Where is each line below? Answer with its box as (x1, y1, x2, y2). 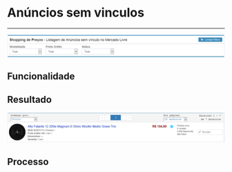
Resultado (7, 94, 52, 106)
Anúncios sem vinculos (7, 5, 145, 21)
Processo (7, 156, 49, 168)
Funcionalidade (7, 70, 75, 82)
